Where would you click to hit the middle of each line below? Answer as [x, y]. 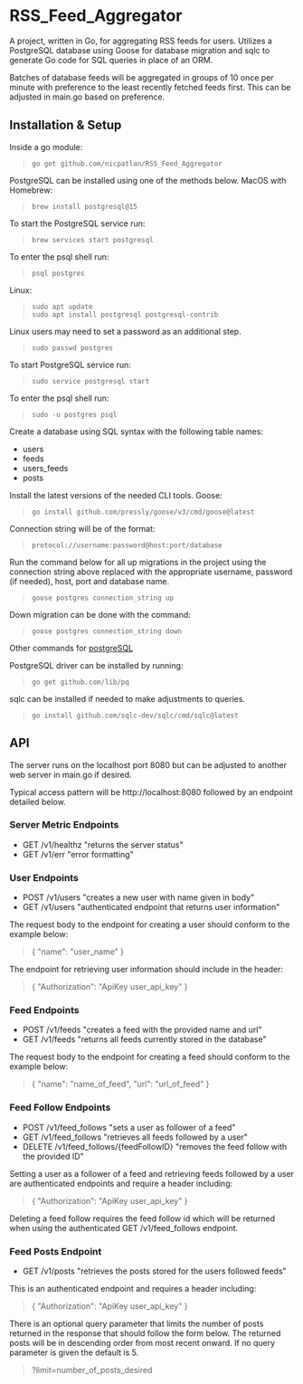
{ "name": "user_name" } [78, 952]
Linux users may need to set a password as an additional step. [125, 331]
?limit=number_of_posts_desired [92, 1370]
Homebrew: [31, 190]
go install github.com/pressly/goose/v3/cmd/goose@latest [143, 512]
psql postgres [58, 273]
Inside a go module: [46, 147]
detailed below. [38, 801]
